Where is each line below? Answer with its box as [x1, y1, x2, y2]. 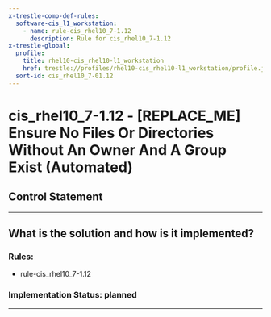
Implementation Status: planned [8, 290, 137, 301]
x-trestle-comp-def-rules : [8, 11, 99, 20]
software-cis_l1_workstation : [15, 19, 117, 27]
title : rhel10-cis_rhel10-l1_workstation [23, 57, 164, 65]
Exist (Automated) [8, 158, 133, 176]
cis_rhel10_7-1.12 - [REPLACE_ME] [8, 106, 241, 125]
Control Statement [8, 190, 103, 204]
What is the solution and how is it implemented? [8, 227, 254, 240]
